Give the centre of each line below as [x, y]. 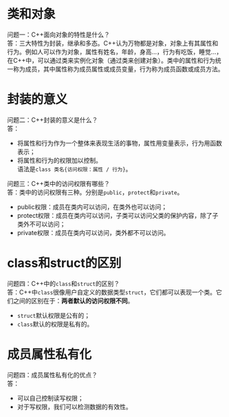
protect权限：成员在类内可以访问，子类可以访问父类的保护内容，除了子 [118, 215]
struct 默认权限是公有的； [54, 315]
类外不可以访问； [41, 224]
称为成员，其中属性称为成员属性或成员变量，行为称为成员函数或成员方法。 [118, 69]
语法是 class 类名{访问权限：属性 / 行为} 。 [74, 169]
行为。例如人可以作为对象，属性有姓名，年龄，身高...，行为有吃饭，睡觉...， [115, 52]
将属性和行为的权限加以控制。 [59, 160]
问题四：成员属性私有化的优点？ [52, 375]
